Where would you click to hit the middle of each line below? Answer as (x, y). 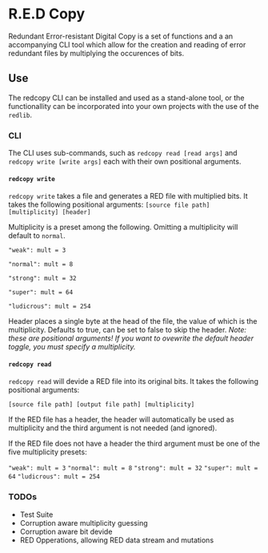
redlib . (20, 115)
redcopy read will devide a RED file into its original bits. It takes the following (133, 381)
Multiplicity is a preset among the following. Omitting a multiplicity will (123, 227)
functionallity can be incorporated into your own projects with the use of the (134, 106)
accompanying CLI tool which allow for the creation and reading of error (127, 44)
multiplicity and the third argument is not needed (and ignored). (113, 428)
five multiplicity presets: (48, 452)
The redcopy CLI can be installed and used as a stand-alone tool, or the (126, 98)
